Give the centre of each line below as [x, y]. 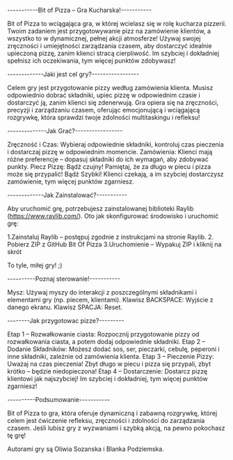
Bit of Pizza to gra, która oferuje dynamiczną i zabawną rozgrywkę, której [112, 413]
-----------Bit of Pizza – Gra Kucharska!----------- [79, 10]
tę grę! [17, 435]
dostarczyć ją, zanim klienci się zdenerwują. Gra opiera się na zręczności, [113, 103]
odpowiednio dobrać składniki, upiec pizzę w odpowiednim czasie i [104, 95]
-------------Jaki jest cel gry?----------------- [73, 74]
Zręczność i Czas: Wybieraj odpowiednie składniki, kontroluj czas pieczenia [115, 144]
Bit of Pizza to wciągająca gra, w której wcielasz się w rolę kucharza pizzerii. [117, 23]
